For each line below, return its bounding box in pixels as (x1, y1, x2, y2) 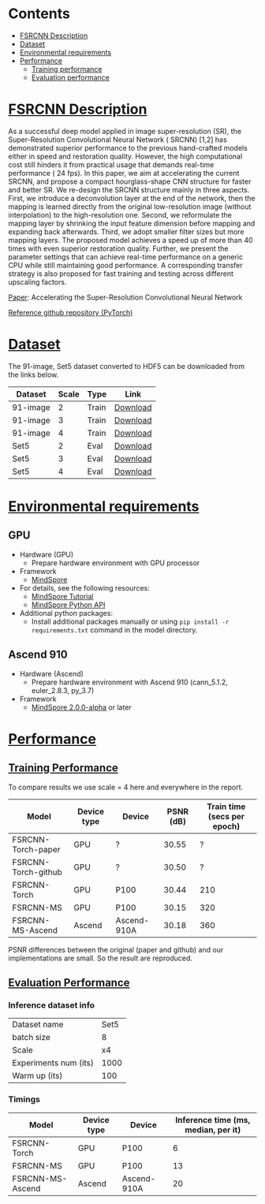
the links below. (8, 370, 59, 379)
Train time (207, 801, 246, 812)
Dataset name (12, 1019, 64, 1030)
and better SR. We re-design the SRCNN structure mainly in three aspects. (8, 185, 250, 194)
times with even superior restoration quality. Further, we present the (8, 244, 229, 253)
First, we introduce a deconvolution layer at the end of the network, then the (8, 193, 256, 203)
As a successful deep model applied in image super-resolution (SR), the (8, 126, 242, 136)
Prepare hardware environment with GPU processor (31, 557, 200, 568)
